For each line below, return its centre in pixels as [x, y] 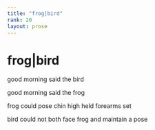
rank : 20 [20, 20]
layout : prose [28, 26]
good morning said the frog [46, 93]
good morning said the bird [46, 79]
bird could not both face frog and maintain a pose [77, 119]
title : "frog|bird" [35, 13]
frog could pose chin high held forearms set [70, 106]
